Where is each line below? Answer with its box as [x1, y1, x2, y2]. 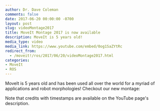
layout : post [5, 21, 32, 26]
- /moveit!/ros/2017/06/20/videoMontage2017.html [9, 53, 114, 58]
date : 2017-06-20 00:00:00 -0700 [5, 16, 74, 21]
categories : [5, 58, 30, 63]
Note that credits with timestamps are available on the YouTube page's [5, 95, 149, 101]
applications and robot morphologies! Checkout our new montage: [5, 86, 140, 91]
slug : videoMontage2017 [5, 26, 54, 31]
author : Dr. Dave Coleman [5, 7, 58, 12]
